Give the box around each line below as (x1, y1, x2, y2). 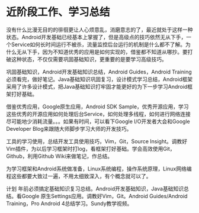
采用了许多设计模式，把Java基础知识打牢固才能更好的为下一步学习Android (6, 83, 188, 90)
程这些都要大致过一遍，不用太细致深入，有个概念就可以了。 (6, 172, 152, 179)
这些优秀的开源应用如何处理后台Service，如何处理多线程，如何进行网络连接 (6, 110, 191, 117)
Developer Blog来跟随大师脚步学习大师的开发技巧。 (6, 125, 132, 132)
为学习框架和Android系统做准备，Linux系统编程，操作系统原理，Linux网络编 (6, 165, 192, 172)
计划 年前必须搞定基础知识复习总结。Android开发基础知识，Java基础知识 (6, 185, 184, 192)
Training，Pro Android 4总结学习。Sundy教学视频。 (6, 199, 133, 207)
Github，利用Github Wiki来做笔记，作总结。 (6, 152, 113, 160)
